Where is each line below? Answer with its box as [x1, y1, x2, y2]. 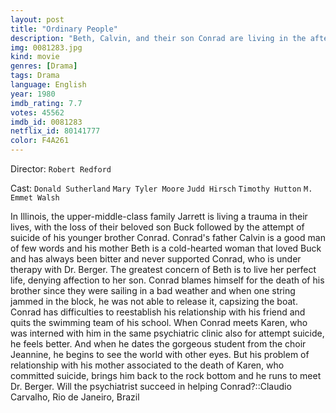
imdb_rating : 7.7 [10, 98, 83, 108]
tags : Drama [10, 71, 60, 81]
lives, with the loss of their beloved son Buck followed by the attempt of [10, 221, 305, 233]
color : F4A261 [10, 136, 70, 146]
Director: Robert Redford [10, 163, 112, 175]
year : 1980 [10, 89, 56, 99]
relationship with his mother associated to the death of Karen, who [10, 359, 285, 371]
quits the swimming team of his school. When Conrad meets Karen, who [10, 317, 308, 328]
